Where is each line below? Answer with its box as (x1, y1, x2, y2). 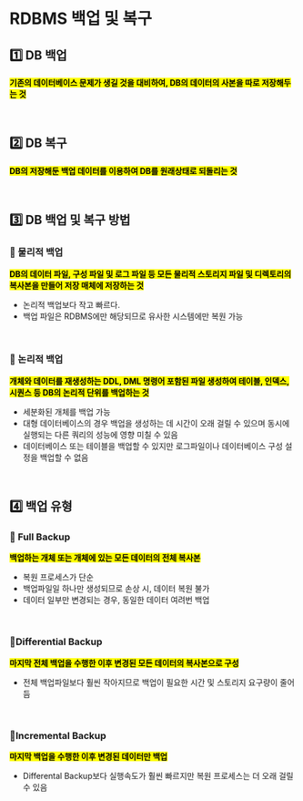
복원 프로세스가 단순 (22, 571, 94, 583)
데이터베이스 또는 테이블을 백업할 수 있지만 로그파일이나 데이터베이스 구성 (22, 440, 284, 451)
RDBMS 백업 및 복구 (9, 8, 153, 29)
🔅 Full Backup (9, 530, 71, 543)
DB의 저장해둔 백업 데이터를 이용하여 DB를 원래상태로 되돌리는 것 (9, 165, 238, 176)
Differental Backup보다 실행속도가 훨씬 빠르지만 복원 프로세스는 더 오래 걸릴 (22, 771, 294, 782)
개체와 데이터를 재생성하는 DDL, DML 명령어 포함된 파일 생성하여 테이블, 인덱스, (9, 375, 289, 386)
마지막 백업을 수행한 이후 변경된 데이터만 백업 (9, 751, 168, 762)
